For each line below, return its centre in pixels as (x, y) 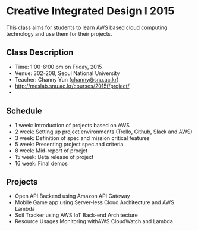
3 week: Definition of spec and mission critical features (82, 138)
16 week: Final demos (41, 163)
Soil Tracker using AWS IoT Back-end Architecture (76, 215)
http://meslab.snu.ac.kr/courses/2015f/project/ (72, 86)
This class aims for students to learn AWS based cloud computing (87, 27)
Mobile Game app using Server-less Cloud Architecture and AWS (94, 202)
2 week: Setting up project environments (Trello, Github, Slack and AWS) (103, 132)
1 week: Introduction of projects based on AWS (72, 125)
